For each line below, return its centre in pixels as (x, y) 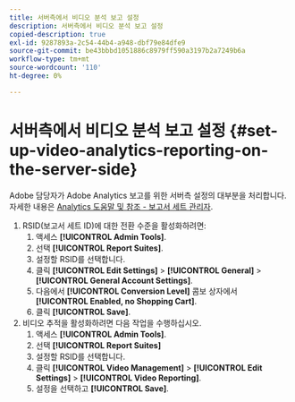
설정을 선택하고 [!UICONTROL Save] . (102, 388)
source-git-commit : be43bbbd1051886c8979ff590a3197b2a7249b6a (127, 51)
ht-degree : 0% (36, 76)
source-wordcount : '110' (55, 68)
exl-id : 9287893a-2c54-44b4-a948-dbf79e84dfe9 (97, 43)
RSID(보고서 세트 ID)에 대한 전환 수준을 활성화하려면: (114, 226)
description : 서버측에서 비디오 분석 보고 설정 (86, 26)
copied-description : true (57, 34)
